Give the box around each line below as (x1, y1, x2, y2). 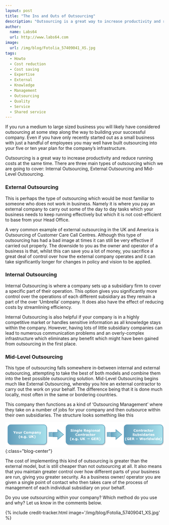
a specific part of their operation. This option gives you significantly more (5, 288, 157, 294)
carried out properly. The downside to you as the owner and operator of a (5, 242, 158, 248)
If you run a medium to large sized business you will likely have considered (5, 124, 160, 130)
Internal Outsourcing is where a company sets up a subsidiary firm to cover (5, 283, 161, 289)
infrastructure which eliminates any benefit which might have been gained (5, 335, 159, 341)
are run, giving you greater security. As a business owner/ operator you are (5, 474, 161, 480)
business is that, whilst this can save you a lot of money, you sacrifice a (5, 248, 153, 254)
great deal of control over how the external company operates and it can (5, 253, 156, 259)
